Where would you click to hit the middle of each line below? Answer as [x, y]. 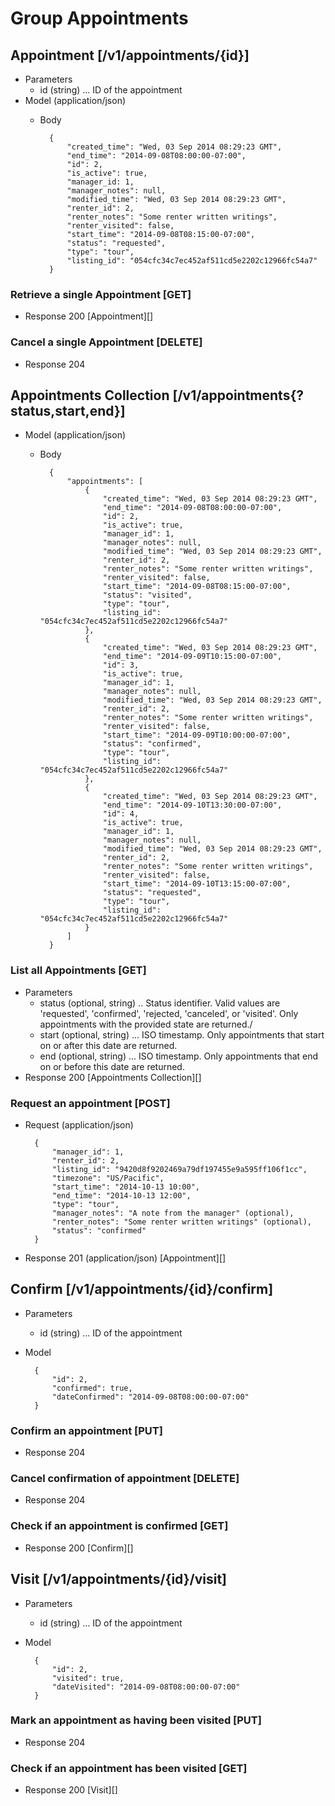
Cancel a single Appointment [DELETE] [106, 342]
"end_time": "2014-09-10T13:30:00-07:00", [192, 805]
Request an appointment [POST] [90, 1103]
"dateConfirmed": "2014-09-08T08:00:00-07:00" [150, 1397]
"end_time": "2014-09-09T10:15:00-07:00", [192, 657]
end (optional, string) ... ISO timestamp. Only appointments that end [179, 1056]
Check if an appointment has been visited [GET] [129, 1768]
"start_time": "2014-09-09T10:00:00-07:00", [197, 735]
